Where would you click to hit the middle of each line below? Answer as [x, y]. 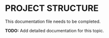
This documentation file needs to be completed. [53, 21]
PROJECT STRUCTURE [52, 8]
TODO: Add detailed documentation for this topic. [54, 30]
